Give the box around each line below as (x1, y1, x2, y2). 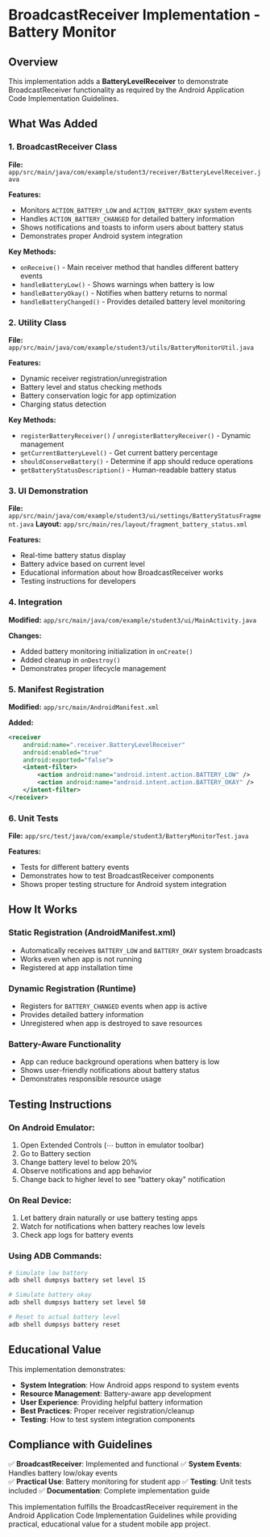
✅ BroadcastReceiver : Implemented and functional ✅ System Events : (8, 1459, 242, 1469)
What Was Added (8, 117, 98, 131)
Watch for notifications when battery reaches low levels (19, 1222, 206, 1231)
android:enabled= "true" (23, 748, 103, 757)
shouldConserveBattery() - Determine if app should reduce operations (19, 456, 254, 466)
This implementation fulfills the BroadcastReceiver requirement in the (8, 1502, 239, 1512)
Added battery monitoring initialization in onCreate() (19, 646, 193, 656)
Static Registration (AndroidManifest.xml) (8, 927, 176, 939)
